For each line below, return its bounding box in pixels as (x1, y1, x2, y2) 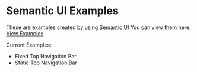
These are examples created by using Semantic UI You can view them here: (6, 24, 191, 31)
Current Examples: (6, 41, 52, 48)
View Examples (6, 30, 44, 37)
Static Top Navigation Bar (14, 59, 77, 66)
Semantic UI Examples (6, 4, 119, 18)
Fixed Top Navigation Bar (14, 53, 77, 60)
